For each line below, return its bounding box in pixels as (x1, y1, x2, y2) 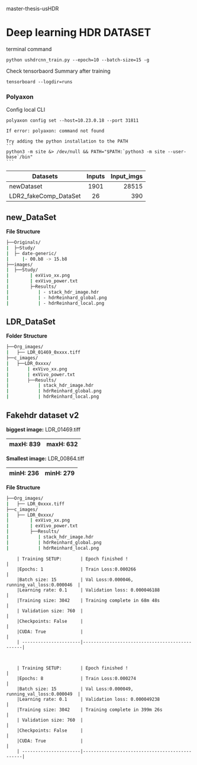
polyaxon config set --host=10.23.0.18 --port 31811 (6, 118, 139, 124)
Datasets (32, 172, 58, 181)
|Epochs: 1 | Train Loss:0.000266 (17, 566, 136, 572)
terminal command (6, 45, 52, 52)
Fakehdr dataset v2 (6, 410, 79, 420)
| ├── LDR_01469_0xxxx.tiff (6, 350, 81, 355)
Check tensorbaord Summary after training (6, 67, 111, 74)
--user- (167, 149, 186, 155)
